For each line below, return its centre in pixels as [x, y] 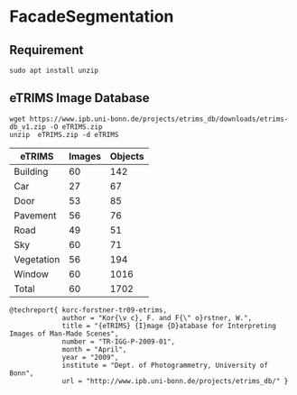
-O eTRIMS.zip [76, 127]
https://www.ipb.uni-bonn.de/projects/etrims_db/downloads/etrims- [159, 119]
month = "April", [94, 349]
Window [32, 274]
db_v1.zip [28, 127]
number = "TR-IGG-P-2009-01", [119, 341]
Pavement [35, 216]
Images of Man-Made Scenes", [64, 334]
